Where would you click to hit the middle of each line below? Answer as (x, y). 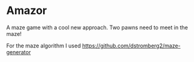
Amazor (27, 11)
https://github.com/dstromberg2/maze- (131, 46)
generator (19, 52)
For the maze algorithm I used (44, 46)
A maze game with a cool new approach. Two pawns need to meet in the (97, 27)
